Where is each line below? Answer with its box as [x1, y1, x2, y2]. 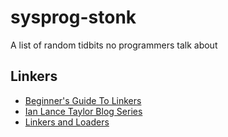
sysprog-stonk [10, 6, 137, 29]
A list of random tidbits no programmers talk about [10, 39, 218, 51]
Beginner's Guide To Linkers [24, 94, 142, 106]
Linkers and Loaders [24, 116, 110, 128]
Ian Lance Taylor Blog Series [24, 105, 143, 117]
